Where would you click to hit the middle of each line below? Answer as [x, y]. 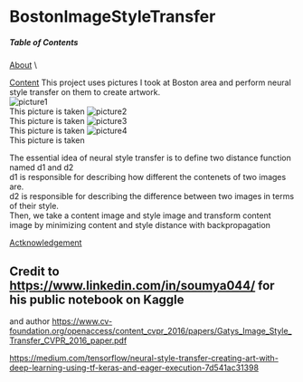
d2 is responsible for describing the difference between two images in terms [152, 196]
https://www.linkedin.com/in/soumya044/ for [142, 286]
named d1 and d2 [42, 167]
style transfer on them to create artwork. [85, 92]
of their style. [34, 206]
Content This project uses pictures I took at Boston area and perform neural [150, 82]
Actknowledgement [46, 243]
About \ [24, 65]
